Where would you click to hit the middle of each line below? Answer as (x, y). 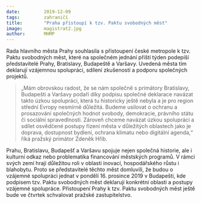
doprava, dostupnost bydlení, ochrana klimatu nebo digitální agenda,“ (107, 133)
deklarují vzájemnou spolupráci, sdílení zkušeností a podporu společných (97, 70)
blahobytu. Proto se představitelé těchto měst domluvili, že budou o (90, 170)
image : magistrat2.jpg (44, 28)
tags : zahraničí (37, 17)
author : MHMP (31, 34)
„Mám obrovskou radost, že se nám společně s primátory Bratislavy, (105, 88)
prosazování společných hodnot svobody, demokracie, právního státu (107, 114)
